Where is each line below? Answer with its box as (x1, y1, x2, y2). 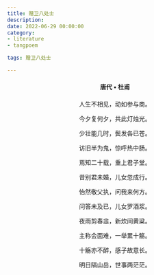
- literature (7, 36, 44, 43)
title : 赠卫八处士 (7, 10, 55, 17)
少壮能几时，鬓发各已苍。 (79, 130, 151, 137)
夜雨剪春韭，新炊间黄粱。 (79, 217, 151, 225)
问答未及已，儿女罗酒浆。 (79, 203, 151, 210)
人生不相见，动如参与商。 (79, 100, 151, 108)
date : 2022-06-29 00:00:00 (7, 23, 84, 30)
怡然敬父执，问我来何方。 (79, 188, 151, 196)
